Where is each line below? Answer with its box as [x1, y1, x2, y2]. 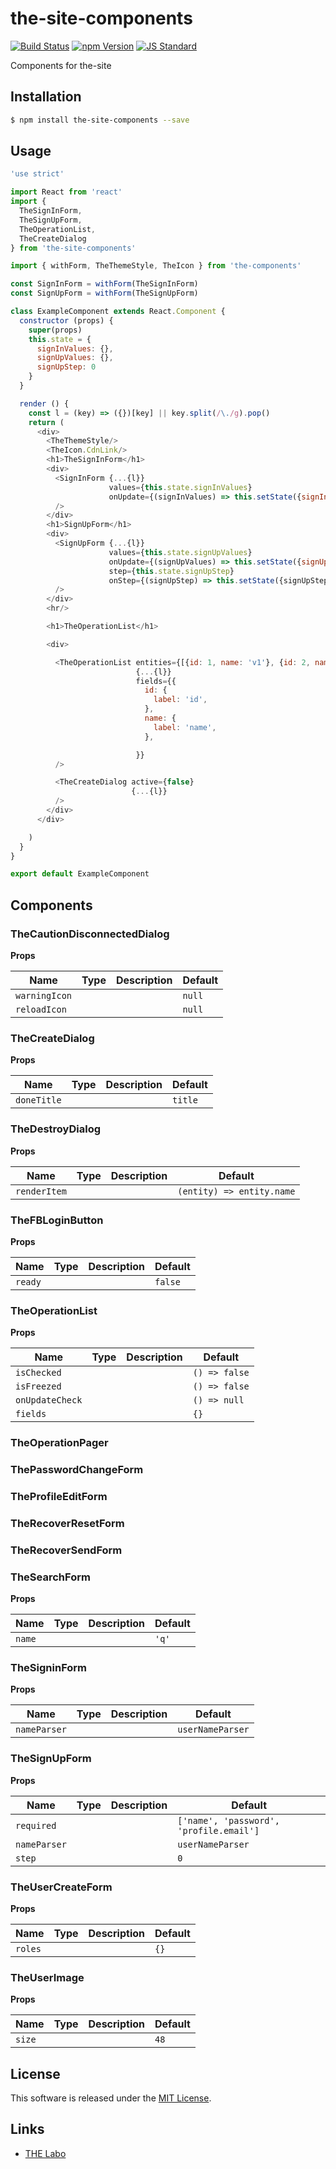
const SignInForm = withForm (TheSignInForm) [10, 279, 199, 289]
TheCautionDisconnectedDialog [10, 927, 170, 941]
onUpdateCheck [15, 1395, 83, 1406]
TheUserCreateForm [10, 1880, 113, 1894]
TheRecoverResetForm [10, 1516, 125, 1530]
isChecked [15, 1367, 62, 1379]
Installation [10, 88, 82, 106]
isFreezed [15, 1381, 62, 1392]
